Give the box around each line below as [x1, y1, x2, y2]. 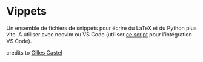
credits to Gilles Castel [6, 49, 62, 56]
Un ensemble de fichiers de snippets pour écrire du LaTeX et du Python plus [6, 24, 197, 32]
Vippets [6, 4, 47, 18]
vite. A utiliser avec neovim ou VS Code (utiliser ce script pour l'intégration [6, 30, 193, 38]
